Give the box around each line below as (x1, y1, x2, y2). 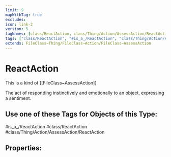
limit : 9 (5, 7, 24, 13)
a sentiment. (5, 95, 32, 101)
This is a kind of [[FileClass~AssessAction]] (5, 80, 97, 86)
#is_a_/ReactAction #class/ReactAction (5, 123, 88, 129)
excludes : (5, 17, 26, 22)
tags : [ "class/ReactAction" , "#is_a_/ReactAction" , (5, 36, 117, 41)
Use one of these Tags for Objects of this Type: (5, 110, 158, 119)
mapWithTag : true (5, 12, 42, 17)
